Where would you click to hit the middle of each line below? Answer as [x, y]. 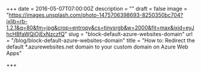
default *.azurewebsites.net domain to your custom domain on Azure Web [97, 47]
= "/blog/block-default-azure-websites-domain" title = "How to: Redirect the [100, 40]
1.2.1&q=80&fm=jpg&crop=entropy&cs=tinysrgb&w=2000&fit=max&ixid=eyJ [100, 28]
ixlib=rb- [17, 21]
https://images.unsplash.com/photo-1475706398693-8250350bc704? [96, 15]
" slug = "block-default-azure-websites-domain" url [129, 34]
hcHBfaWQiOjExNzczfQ [35, 34]
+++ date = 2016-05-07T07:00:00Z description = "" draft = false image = [97, 9]
